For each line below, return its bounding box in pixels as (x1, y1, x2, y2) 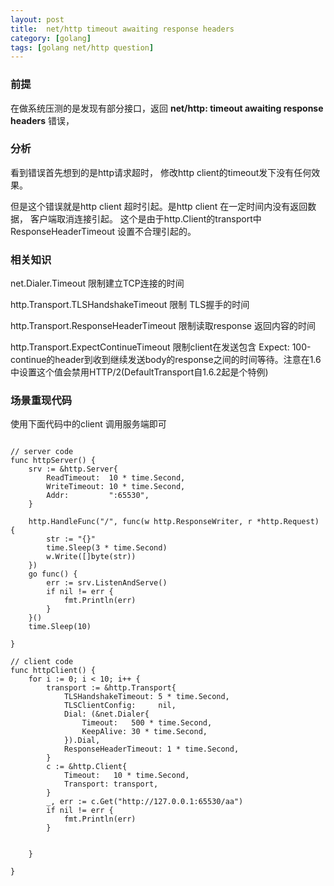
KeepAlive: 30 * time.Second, (81, 727, 208, 737)
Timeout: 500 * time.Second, (81, 718, 213, 728)
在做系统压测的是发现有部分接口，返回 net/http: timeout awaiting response (10, 102, 324, 114)
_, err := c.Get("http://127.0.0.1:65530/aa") (46, 797, 244, 807)
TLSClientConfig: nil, (63, 701, 177, 711)
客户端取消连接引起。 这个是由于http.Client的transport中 (29, 212, 262, 225)
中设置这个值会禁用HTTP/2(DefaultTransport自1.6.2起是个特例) (10, 366, 269, 378)
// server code (10, 447, 74, 457)
